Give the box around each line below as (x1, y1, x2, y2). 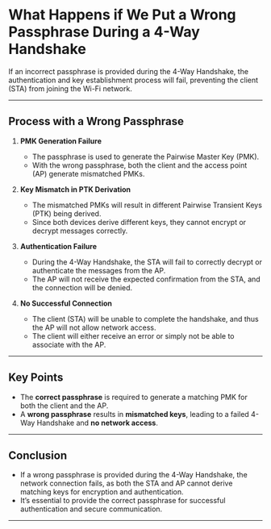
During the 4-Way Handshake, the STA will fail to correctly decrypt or (31, 256, 262, 267)
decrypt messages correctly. (31, 226, 128, 235)
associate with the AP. (31, 339, 106, 349)
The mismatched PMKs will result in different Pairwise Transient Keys (31, 200, 262, 210)
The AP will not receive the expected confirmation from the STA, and (31, 274, 261, 284)
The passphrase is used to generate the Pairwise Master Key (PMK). (31, 152, 260, 161)
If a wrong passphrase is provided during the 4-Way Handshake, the (19, 470, 248, 480)
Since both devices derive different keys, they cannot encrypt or (31, 217, 247, 227)
